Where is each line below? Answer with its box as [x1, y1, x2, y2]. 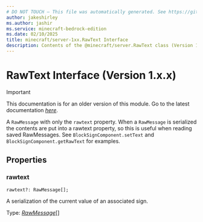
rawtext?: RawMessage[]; [6, 186, 69, 193]
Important [6, 88, 31, 95]
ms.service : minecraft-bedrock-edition [6, 25, 107, 32]
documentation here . [6, 106, 59, 113]
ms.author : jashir [6, 20, 53, 26]
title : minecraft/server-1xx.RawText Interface [6, 37, 129, 43]
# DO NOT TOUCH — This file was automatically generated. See [6, 8, 166, 15]
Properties [6, 155, 47, 165]
